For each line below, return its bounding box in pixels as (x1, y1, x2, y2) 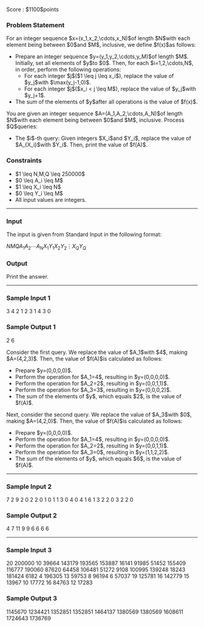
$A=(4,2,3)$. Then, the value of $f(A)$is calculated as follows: (6, 355, 163, 362)
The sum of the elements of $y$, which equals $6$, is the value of (15, 455, 182, 462)
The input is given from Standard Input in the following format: (6, 230, 162, 238)
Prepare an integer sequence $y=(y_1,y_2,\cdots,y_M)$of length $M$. (15, 53, 189, 60)
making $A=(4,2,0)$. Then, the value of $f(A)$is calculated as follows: (6, 417, 183, 424)
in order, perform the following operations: (15, 66, 121, 73)
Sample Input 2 (6, 482, 52, 491)
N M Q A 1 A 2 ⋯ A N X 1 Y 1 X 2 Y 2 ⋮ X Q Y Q (6, 242, 86, 251)
